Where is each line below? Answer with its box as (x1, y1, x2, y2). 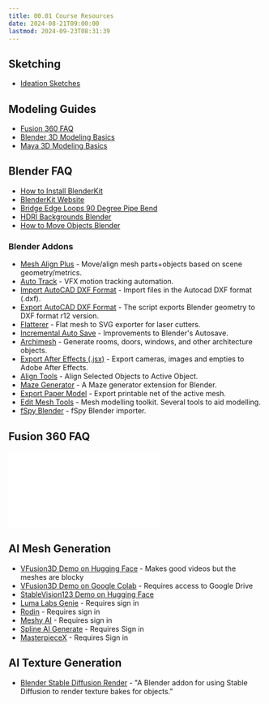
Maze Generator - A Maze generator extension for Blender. (19, 380, 217, 390)
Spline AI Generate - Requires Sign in (19, 624, 144, 633)
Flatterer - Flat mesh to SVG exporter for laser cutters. (19, 320, 201, 330)
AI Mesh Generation (8, 542, 112, 556)
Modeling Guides (8, 102, 96, 116)
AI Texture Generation (8, 656, 122, 670)
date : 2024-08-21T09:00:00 (8, 19, 100, 28)
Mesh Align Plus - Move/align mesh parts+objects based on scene (19, 259, 243, 269)
